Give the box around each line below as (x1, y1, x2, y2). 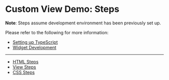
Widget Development (12, 44, 57, 50)
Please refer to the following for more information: (5, 29, 109, 35)
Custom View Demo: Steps (5, 3, 120, 15)
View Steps (12, 64, 36, 70)
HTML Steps (12, 59, 39, 65)
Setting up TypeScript (12, 39, 58, 45)
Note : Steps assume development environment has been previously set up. (5, 20, 161, 26)
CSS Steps (12, 69, 35, 75)
